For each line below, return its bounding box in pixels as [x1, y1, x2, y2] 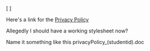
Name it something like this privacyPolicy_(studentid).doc [6, 39, 145, 45]
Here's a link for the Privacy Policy [6, 16, 89, 23]
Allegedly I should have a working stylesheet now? [6, 27, 128, 34]
